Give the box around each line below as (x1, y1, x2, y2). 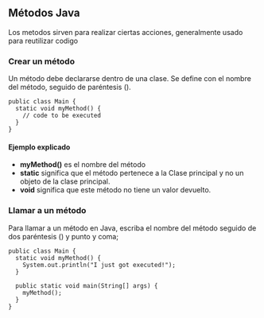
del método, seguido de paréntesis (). (8, 83, 131, 92)
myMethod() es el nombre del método (19, 160, 146, 169)
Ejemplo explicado (8, 142, 71, 152)
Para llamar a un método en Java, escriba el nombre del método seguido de (8, 223, 257, 233)
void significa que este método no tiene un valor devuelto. (19, 185, 212, 195)
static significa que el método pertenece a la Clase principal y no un (19, 169, 244, 178)
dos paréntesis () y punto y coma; (8, 231, 119, 241)
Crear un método (8, 56, 76, 67)
